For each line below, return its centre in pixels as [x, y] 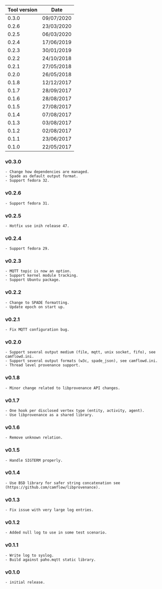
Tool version [23, 10]
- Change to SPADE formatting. [37, 302]
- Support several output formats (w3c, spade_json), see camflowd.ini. [81, 361]
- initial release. [25, 583]
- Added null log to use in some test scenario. [56, 533]
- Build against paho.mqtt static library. [51, 560]
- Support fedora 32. [27, 181]
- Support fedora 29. [27, 249]
